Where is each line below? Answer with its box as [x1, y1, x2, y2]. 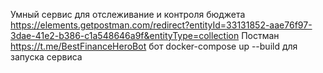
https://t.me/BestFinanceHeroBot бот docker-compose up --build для [10, 40, 298, 52]
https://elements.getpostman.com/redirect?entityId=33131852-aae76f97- [10, 19, 313, 31]
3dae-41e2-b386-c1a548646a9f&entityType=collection [10, 30, 240, 41]
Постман [241, 30, 280, 41]
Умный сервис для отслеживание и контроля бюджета [10, 9, 246, 20]
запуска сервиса [10, 51, 83, 63]
